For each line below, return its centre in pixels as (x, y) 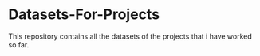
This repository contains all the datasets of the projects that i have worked (130, 36)
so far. (19, 44)
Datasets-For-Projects (84, 15)
